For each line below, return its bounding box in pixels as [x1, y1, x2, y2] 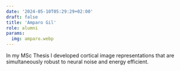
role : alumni [6, 25, 38, 31]
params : [6, 31, 25, 36]
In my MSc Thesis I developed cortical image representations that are [6, 52, 175, 59]
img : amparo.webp [11, 36, 54, 42]
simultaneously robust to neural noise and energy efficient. [6, 58, 149, 65]
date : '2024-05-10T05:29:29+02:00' [6, 8, 94, 15]
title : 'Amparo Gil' [6, 19, 57, 25]
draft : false [6, 14, 38, 20]
